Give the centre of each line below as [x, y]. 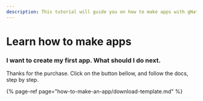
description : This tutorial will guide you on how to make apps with [96, 12]
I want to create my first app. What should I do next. [84, 60]
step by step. [23, 80]
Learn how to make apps [69, 41]
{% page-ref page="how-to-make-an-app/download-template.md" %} [95, 91]
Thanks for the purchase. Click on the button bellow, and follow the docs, [97, 73]
